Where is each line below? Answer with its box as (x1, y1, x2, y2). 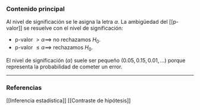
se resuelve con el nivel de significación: (23, 24, 123, 32)
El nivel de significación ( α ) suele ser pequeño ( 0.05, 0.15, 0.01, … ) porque (6, 56, 186, 64)
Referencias (6, 83, 42, 92)
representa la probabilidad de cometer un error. (6, 63, 123, 70)
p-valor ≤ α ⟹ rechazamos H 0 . (14, 44, 93, 52)
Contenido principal (6, 5, 65, 13)
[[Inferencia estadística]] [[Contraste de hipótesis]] (6, 97, 131, 104)
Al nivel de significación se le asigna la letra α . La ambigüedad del (6, 18, 168, 26)
